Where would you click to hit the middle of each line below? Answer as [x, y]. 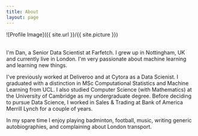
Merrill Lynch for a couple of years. [49, 108]
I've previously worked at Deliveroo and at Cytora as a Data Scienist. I [92, 77]
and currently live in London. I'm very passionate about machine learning [96, 59]
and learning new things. [37, 65]
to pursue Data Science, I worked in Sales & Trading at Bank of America [94, 102]
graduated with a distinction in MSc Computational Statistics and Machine [97, 83]
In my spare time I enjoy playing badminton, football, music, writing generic [99, 120]
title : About [22, 12]
